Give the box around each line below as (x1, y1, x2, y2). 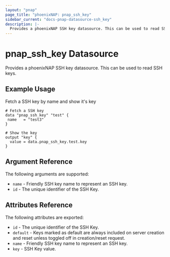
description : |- (5, 21, 39, 27)
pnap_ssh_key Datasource (5, 48, 119, 60)
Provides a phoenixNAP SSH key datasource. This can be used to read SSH (5, 65, 163, 71)
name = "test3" (7, 117, 44, 122)
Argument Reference (5, 158, 73, 166)
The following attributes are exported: (5, 214, 84, 221)
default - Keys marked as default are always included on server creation (12, 229, 164, 236)
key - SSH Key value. (12, 245, 56, 251)
